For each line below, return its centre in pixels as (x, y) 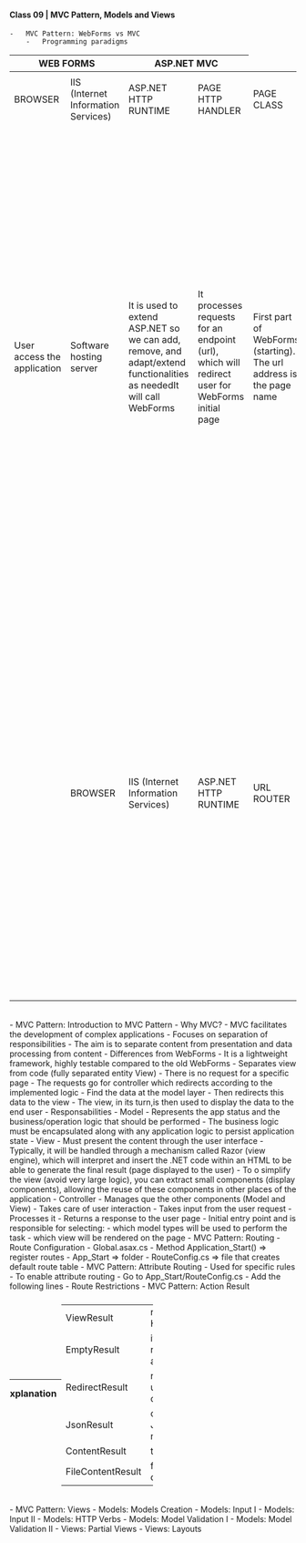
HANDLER (219, 111)
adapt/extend (157, 363)
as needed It (153, 386)
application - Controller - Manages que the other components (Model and (148, 1199)
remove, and (155, 351)
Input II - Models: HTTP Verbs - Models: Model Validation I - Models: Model (151, 1519)
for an (210, 328)
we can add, (154, 340)
